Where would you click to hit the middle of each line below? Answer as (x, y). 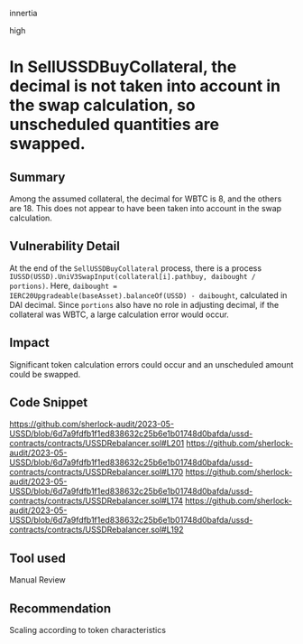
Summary (37, 177)
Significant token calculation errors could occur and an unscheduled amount (151, 364)
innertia (23, 13)
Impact (29, 343)
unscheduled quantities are (114, 125)
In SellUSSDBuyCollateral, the (123, 67)
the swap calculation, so (102, 105)
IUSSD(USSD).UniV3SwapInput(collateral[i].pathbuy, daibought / (133, 276)
